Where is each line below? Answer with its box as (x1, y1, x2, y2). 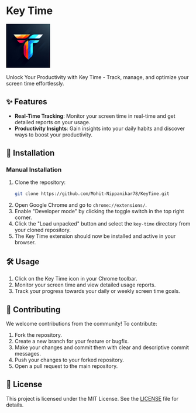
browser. (14, 239, 36, 246)
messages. (14, 350, 42, 357)
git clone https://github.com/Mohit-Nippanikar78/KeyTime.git (14, 191, 170, 197)
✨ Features (6, 97, 47, 107)
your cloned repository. (14, 227, 71, 234)
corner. (14, 214, 32, 221)
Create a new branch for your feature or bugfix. (14, 337, 129, 344)
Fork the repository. (14, 331, 63, 338)
